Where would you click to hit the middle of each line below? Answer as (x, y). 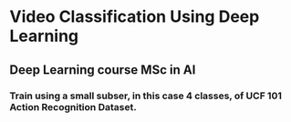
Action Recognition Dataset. (73, 107)
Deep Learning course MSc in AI (103, 70)
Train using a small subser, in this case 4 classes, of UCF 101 (146, 96)
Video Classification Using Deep (135, 17)
